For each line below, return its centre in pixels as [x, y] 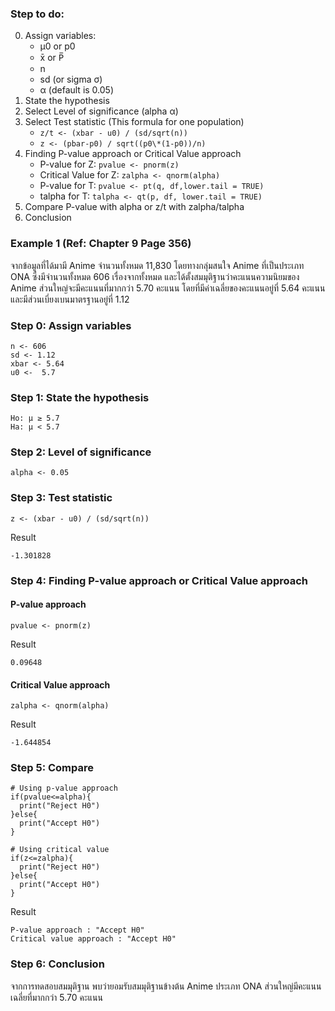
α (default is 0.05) [77, 90]
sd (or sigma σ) [71, 79]
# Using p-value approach [64, 788]
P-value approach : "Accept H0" [77, 930]
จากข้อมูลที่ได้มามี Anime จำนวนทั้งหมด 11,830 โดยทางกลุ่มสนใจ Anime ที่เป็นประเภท [157, 265]
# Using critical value [60, 850]
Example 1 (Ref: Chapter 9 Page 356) [101, 244]
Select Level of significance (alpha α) [101, 111]
